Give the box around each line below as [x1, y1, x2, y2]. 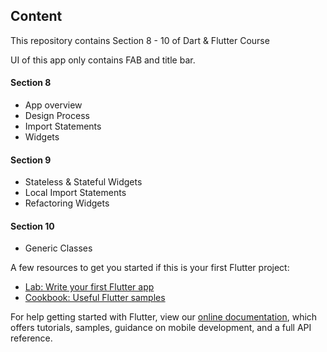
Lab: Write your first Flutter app [24, 281, 155, 293]
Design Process [24, 110, 90, 122]
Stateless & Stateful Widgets [24, 176, 143, 188]
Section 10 [10, 220, 55, 232]
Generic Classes [24, 242, 93, 254]
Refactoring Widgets [24, 197, 110, 209]
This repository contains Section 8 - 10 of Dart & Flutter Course [10, 34, 270, 46]
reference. [10, 332, 53, 344]
